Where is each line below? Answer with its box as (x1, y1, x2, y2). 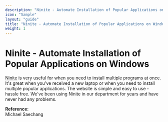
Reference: (5, 106, 29, 112)
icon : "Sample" (5, 12, 37, 17)
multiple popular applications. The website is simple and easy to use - (5, 86, 149, 92)
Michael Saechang (5, 111, 43, 117)
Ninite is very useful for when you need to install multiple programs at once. (5, 75, 161, 81)
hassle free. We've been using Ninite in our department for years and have (5, 91, 159, 97)
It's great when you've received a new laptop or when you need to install (5, 80, 155, 86)
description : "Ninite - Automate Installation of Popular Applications (5, 7, 157, 13)
